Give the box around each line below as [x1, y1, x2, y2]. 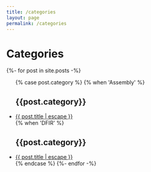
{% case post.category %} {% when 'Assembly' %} [15, 79, 145, 86]
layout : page [6, 15, 40, 21]
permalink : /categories [6, 20, 67, 26]
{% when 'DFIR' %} [15, 119, 64, 127]
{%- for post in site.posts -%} [6, 67, 81, 74]
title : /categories [6, 9, 56, 15]
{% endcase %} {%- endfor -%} [15, 160, 97, 167]
